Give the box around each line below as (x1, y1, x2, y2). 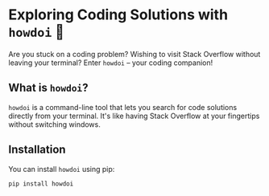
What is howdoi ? (8, 81, 89, 95)
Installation (8, 143, 66, 157)
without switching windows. (8, 119, 101, 129)
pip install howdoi (8, 179, 74, 188)
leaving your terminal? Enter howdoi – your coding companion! (8, 58, 213, 67)
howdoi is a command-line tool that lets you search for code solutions (8, 102, 238, 112)
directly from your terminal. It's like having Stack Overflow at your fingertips (8, 111, 260, 120)
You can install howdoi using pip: (8, 164, 115, 174)
